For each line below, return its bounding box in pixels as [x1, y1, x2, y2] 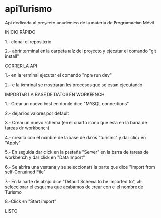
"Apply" [5, 140, 21, 145]
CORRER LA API [5, 63, 38, 69]
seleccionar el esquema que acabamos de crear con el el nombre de [5, 184, 143, 190]
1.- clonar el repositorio [5, 38, 52, 45]
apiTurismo [5, 3, 52, 15]
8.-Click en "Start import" [5, 198, 57, 204]
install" [5, 53, 19, 59]
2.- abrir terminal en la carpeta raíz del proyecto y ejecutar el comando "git [5, 48, 156, 54]
